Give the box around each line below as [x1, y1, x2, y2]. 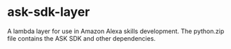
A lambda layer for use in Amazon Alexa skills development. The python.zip [7, 27, 225, 35]
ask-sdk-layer [7, 4, 90, 20]
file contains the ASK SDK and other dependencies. [7, 34, 156, 42]
